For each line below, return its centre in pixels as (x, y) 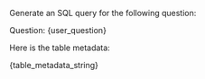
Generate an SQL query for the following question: (103, 13)
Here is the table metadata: (60, 48)
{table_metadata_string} (54, 65)
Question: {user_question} (58, 30)
